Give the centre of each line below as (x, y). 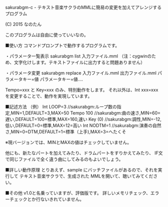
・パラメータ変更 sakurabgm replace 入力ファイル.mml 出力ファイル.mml (81, 73)
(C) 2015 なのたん (23, 24)
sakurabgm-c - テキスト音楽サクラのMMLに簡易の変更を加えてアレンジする (83, 7)
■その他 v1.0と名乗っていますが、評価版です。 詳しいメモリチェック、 (78, 193)
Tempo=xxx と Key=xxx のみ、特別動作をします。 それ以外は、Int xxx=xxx (82, 90)
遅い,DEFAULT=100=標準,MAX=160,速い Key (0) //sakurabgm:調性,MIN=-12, (83, 119)
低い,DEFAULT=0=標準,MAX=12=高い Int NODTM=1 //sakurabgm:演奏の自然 (83, 125)
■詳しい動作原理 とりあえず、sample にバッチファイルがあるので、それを (81, 170)
